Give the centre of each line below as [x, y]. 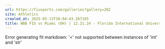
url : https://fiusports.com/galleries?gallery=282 [58, 10]
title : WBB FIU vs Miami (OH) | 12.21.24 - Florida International [74, 23]
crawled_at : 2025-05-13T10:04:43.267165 [47, 19]
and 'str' [14, 43]
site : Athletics [22, 14]
